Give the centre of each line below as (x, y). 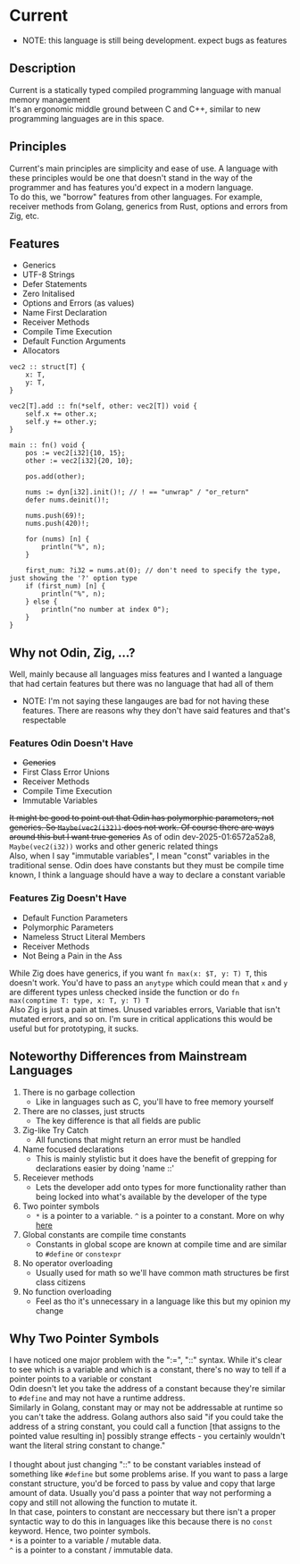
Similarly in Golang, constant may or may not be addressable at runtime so (146, 1408)
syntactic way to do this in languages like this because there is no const (141, 1522)
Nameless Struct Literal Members (83, 936)
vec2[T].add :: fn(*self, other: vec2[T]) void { (104, 406)
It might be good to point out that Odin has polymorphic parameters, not (142, 818)
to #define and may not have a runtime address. (97, 1398)
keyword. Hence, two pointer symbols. (80, 1531)
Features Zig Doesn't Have (68, 898)
